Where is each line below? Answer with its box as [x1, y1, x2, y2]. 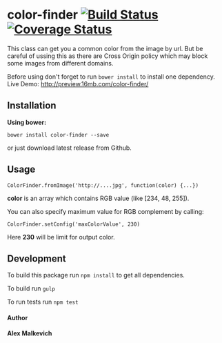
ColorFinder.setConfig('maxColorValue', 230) [7, 221, 140, 228]
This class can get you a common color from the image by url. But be [7, 44, 203, 52]
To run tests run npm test [7, 297, 79, 306]
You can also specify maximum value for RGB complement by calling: [7, 207, 205, 215]
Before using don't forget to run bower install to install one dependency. [7, 72, 216, 81]
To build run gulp [7, 284, 55, 293]
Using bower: [7, 118, 47, 126]
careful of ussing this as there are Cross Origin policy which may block [7, 52, 208, 60]
